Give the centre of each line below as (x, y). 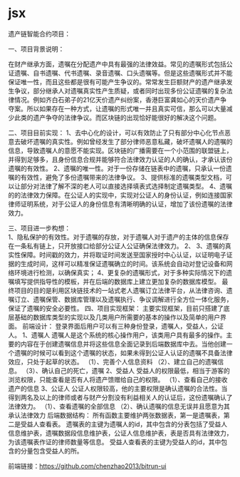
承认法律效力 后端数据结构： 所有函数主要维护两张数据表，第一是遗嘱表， (116, 415)
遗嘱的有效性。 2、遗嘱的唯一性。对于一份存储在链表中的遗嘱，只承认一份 (117, 168)
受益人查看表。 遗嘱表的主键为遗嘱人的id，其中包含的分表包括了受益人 (124, 424)
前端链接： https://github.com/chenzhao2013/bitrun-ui (87, 466)
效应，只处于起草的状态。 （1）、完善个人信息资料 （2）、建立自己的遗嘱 (113, 361)
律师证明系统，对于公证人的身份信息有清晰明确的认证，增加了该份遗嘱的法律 (120, 204)
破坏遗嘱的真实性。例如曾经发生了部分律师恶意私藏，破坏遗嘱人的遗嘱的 (126, 141)
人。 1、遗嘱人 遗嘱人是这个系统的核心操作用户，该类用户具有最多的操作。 (117, 335)
